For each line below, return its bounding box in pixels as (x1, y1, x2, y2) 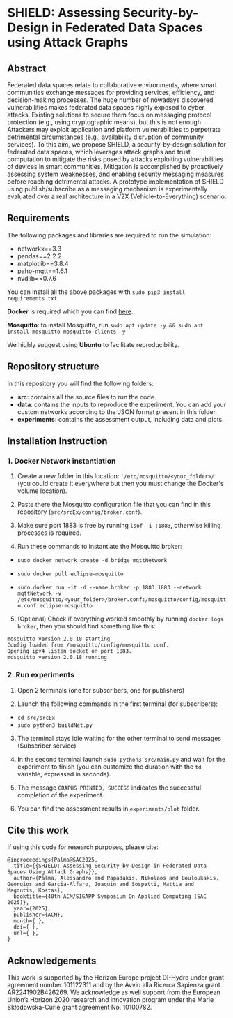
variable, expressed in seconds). (17, 769, 111, 778)
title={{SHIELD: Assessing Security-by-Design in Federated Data (13, 862, 207, 870)
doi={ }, (13, 924, 39, 931)
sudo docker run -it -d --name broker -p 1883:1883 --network (17, 584, 202, 591)
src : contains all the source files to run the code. (17, 392, 156, 401)
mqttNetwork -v (17, 590, 62, 598)
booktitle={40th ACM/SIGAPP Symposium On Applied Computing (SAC (13, 893, 207, 900)
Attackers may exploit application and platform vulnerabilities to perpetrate (7, 126, 221, 133)
